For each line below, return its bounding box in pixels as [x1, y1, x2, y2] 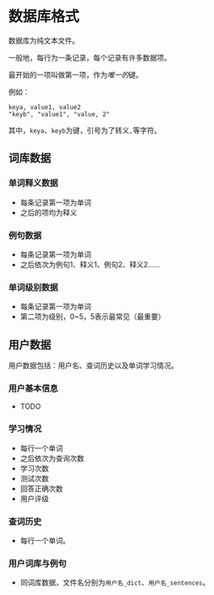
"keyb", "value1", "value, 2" [8, 110, 111, 118]
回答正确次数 [19, 484, 63, 493]
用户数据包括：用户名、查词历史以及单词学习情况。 [8, 361, 178, 371]
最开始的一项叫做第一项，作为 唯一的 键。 [8, 69, 143, 79]
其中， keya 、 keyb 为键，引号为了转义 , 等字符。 [8, 125, 162, 135]
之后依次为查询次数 [19, 453, 85, 463]
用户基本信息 [8, 383, 59, 394]
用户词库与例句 [8, 558, 67, 569]
